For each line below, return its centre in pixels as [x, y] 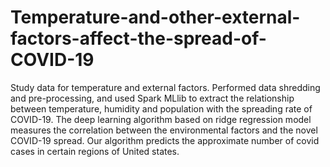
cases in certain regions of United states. [95, 151]
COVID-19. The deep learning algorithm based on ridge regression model [161, 119]
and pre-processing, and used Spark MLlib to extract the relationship [152, 98]
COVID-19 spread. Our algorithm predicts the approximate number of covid [165, 140]
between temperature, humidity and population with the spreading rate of [161, 108]
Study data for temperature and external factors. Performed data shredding [165, 87]
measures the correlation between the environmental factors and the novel [164, 130]
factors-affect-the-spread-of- [138, 38]
